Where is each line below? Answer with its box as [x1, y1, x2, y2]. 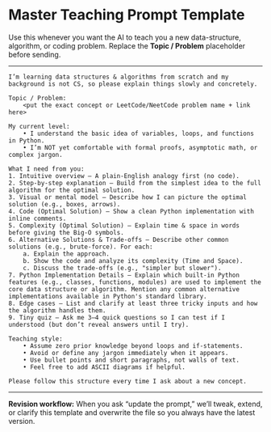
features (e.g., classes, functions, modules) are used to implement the [8, 277, 262, 286]
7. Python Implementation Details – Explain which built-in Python [8, 271, 240, 279]
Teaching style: [8, 334, 63, 343]
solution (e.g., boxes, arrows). [8, 200, 121, 208]
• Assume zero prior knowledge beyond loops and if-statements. [23, 341, 244, 349]
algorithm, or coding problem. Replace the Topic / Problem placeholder [8, 40, 246, 50]
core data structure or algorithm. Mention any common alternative [8, 285, 240, 293]
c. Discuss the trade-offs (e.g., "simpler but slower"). [23, 264, 222, 272]
